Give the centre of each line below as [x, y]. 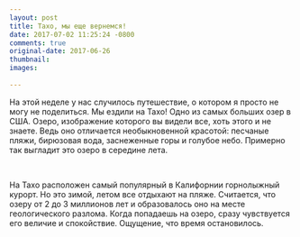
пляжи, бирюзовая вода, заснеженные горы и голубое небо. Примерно [147, 140]
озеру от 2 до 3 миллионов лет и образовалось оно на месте [127, 204]
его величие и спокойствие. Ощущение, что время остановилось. [136, 223]
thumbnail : [30, 59]
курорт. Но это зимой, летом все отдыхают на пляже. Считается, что [143, 194]
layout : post [34, 18]
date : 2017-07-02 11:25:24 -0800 [72, 34]
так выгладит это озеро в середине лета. [89, 150]
